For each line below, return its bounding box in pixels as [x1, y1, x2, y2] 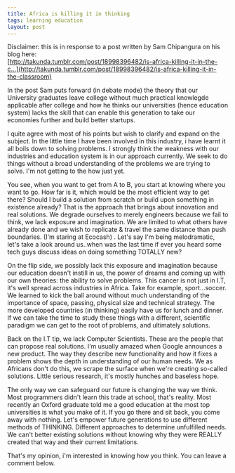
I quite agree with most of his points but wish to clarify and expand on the [7, 129, 220, 138]
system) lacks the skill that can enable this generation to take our [7, 108, 195, 117]
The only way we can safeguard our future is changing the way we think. [7, 386, 217, 394]
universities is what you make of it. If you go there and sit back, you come [7, 408, 220, 417]
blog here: [7, 50, 37, 58]
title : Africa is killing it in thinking [7, 10, 130, 18]
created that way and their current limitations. [7, 438, 139, 446]
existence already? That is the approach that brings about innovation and [7, 203, 219, 212]
